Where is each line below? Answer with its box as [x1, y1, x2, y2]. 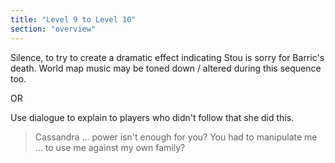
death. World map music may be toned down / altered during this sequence [10, 62, 322, 74]
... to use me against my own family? [34, 141, 186, 153]
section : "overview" [10, 24, 97, 34]
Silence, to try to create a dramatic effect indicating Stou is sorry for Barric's [10, 51, 325, 63]
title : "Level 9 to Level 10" [10, 14, 137, 25]
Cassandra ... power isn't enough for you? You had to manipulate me [34, 131, 318, 143]
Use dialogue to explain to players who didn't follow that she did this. [10, 111, 295, 123]
